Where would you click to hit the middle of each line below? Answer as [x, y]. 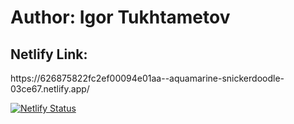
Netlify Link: [49, 54]
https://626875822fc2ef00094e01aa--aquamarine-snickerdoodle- [147, 78]
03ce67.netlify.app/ [50, 89]
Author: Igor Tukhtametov [120, 17]
